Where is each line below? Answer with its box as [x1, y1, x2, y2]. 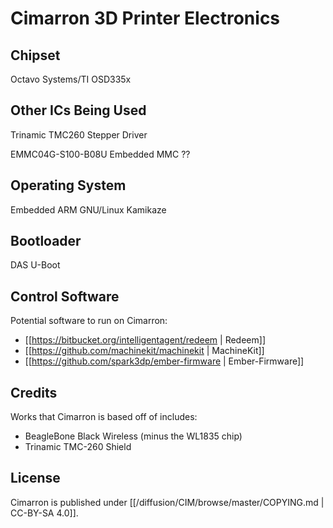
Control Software [10, 288, 120, 305]
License [10, 470, 61, 487]
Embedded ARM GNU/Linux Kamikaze [10, 203, 167, 216]
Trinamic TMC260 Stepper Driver [10, 128, 148, 141]
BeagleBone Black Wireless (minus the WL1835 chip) [24, 430, 243, 442]
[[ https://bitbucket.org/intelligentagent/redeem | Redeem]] [24, 334, 266, 346]
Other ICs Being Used [10, 102, 147, 119]
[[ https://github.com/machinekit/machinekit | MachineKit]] [24, 345, 265, 357]
